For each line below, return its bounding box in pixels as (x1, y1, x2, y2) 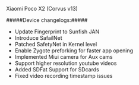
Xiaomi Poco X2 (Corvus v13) (6, 5, 78, 12)
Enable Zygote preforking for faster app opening (14, 47, 134, 54)
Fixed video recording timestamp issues (14, 73, 113, 79)
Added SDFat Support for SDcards (14, 66, 99, 73)
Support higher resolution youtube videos (14, 59, 117, 67)
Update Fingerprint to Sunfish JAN (14, 28, 100, 35)
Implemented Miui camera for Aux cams (14, 53, 113, 60)
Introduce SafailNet (14, 34, 62, 41)
